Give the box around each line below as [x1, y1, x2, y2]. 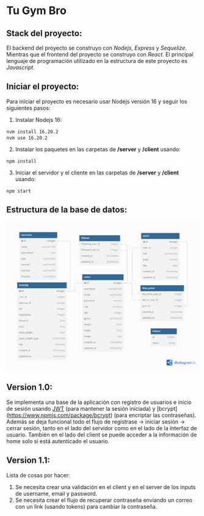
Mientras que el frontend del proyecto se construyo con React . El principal [6, 51, 194, 58]
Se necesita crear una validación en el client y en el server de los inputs [15, 483, 196, 490]
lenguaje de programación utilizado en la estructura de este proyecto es [6, 58, 188, 64]
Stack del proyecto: [6, 28, 82, 39]
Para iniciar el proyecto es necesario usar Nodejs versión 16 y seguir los [6, 97, 188, 105]
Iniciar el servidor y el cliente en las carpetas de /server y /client [15, 169, 179, 176]
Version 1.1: [6, 455, 51, 466]
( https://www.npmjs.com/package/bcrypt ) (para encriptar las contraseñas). [6, 411, 197, 419]
